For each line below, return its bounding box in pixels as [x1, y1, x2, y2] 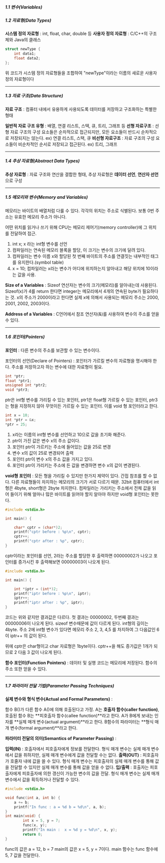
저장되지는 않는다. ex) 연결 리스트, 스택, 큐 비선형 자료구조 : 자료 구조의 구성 [10, 135, 155, 141]
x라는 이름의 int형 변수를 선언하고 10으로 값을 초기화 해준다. [12, 431, 126, 437]
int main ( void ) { [5, 814, 41, 819]
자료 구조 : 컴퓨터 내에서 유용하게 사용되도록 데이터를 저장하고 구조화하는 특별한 [5, 106, 157, 112]
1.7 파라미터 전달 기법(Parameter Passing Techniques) [5, 682, 114, 688]
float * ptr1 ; [5, 378, 32, 383]
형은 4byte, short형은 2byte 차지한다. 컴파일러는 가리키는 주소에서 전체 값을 [5, 485, 151, 491]
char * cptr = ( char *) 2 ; [14, 525, 63, 530]
